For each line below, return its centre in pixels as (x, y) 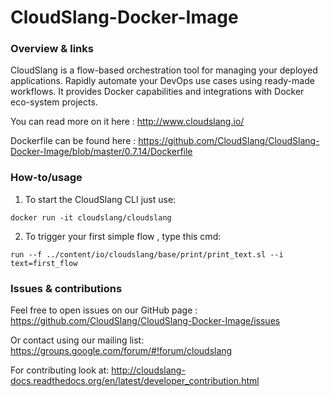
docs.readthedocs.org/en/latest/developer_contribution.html (135, 381)
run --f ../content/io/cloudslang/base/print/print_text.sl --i (147, 254)
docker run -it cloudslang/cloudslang (91, 217)
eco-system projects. (54, 102)
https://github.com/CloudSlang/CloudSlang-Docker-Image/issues (145, 321)
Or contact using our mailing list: (77, 340)
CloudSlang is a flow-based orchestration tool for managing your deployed (164, 70)
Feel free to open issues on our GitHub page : (104, 310)
